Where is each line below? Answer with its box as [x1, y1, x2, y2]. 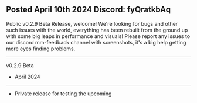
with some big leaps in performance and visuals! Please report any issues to [6, 32, 191, 40]
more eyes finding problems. [6, 45, 76, 52]
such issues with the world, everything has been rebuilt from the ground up [6, 26, 188, 33]
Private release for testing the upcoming [14, 90, 112, 97]
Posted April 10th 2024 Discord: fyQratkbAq [6, 5, 171, 15]
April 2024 [14, 73, 40, 80]
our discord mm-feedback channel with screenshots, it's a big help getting [6, 39, 186, 46]
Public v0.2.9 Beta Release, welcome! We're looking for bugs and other [6, 20, 178, 27]
